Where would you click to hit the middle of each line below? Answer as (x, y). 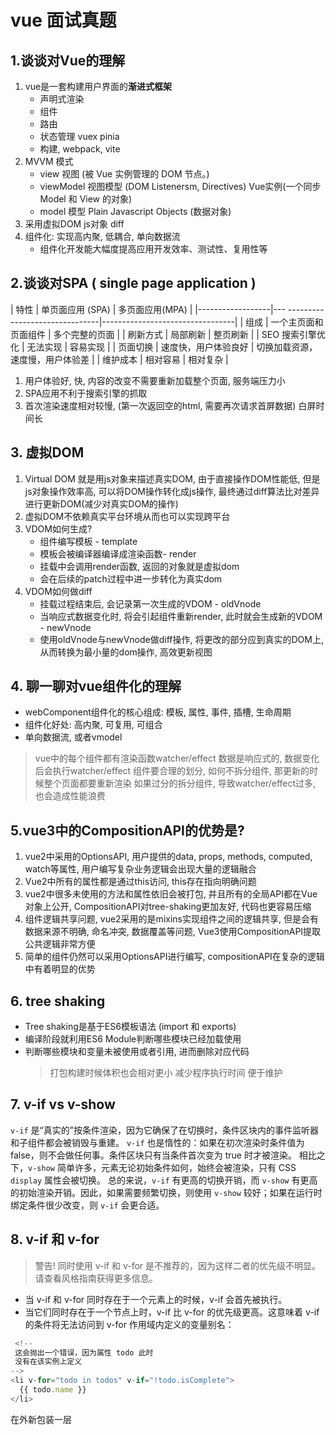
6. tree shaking (58, 1001)
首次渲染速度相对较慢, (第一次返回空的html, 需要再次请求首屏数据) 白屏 (170, 405)
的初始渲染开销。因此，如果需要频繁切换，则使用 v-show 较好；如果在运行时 (166, 1192)
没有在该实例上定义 (48, 1362)
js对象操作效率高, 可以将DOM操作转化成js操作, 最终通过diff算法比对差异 (172, 491)
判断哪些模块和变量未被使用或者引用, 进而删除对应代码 (137, 1052)
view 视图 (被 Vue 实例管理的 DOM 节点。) (124, 174)
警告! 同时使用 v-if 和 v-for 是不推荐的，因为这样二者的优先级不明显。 (178, 1265)
